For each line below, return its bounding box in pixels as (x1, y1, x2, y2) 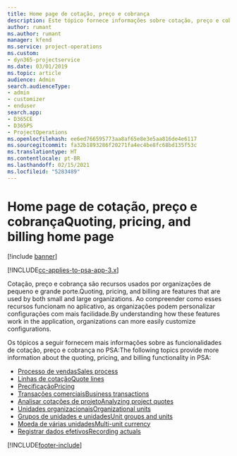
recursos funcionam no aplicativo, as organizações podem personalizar (7, 302, 216, 310)
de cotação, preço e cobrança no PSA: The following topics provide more (7, 346, 219, 354)
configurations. (7, 325, 51, 333)
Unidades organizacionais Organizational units (17, 404, 152, 413)
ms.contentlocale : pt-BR (7, 155, 80, 163)
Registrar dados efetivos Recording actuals (17, 427, 141, 435)
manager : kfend (7, 37, 52, 44)
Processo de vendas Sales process (17, 367, 119, 375)
